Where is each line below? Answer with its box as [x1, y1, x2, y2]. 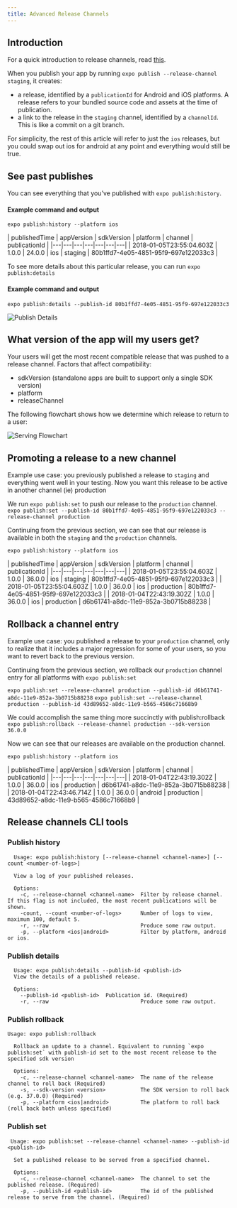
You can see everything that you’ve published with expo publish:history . [7, 189, 221, 197]
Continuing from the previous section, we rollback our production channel [7, 665, 223, 675]
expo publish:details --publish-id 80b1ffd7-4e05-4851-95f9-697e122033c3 [7, 300, 230, 308]
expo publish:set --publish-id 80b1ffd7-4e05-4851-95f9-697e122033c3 [7, 507, 217, 515]
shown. [7, 903, 27, 910]
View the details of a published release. [13, 974, 141, 981]
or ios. [7, 935, 30, 942]
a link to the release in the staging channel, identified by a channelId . [17, 113, 219, 121]
